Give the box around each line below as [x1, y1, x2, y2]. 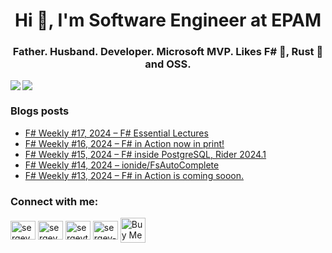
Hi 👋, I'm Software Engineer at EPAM [14, 9, 322, 32]
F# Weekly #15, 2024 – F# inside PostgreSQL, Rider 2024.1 [24, 148, 267, 160]
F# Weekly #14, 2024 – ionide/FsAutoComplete [24, 159, 220, 171]
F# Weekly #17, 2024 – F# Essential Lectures [24, 127, 209, 139]
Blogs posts [10, 104, 70, 118]
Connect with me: [10, 194, 99, 208]
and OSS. [144, 57, 192, 71]
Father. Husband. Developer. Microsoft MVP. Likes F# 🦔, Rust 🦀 [12, 45, 324, 59]
